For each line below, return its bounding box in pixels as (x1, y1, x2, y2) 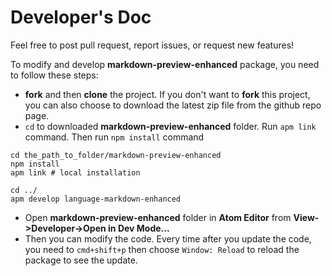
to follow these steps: (10, 69, 99, 81)
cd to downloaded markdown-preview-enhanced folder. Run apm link (24, 120, 317, 132)
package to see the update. (24, 254, 138, 266)
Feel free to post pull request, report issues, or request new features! (10, 39, 295, 51)
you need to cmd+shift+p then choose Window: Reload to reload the (24, 243, 300, 255)
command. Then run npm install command (24, 131, 205, 143)
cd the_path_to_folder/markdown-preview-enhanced (10, 150, 222, 160)
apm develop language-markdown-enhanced (10, 194, 182, 204)
